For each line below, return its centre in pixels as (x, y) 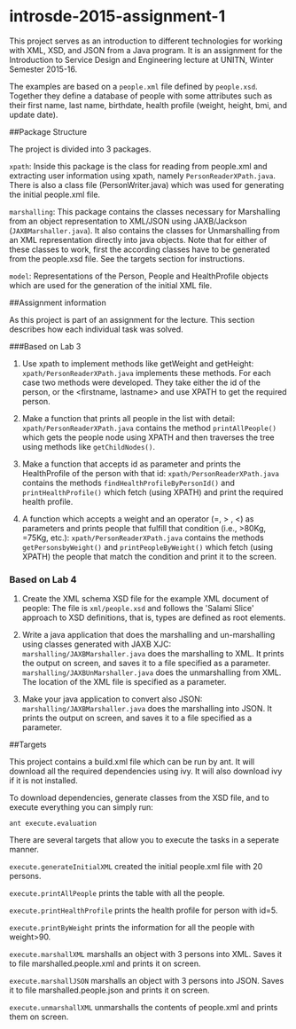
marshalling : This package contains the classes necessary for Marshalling (145, 211)
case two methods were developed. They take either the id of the (141, 382)
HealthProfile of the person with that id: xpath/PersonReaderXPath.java (150, 473)
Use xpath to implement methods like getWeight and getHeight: (138, 363)
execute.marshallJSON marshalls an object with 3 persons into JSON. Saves (147, 981)
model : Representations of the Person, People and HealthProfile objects (139, 276)
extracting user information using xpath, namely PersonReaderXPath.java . (143, 176)
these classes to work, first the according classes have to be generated (140, 249)
